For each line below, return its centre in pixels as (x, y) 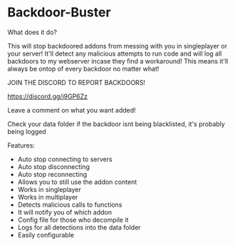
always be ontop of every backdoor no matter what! (83, 68)
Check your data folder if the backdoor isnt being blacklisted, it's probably (116, 124)
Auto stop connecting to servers (65, 159)
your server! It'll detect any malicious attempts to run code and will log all (115, 53)
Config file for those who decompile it (73, 220)
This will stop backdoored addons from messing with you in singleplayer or (117, 46)
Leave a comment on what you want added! (72, 110)
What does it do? (32, 32)
